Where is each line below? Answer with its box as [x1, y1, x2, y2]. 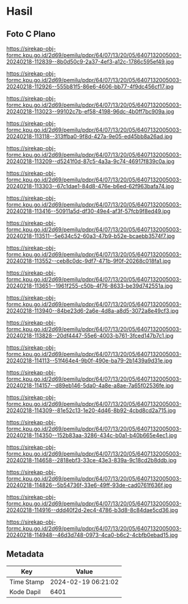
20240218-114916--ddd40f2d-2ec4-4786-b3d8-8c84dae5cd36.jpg [6, 507, 179, 513]
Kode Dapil [9, 587, 41, 596]
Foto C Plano [6, 29, 56, 39]
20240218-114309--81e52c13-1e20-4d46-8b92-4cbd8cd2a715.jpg [6, 407, 176, 414]
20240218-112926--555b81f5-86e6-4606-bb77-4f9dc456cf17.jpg [6, 83, 174, 90]
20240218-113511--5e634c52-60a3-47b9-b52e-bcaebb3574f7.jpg [6, 232, 175, 240]
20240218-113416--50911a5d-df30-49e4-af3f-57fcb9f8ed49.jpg [6, 207, 171, 215]
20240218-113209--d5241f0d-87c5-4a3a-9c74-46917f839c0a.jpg [6, 158, 175, 165]
